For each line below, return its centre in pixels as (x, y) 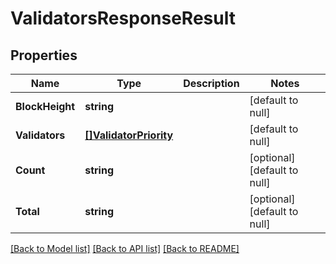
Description (211, 83)
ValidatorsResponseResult (123, 18)
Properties (44, 55)
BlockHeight (45, 106)
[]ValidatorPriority (129, 135)
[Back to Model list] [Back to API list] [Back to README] (125, 248)
